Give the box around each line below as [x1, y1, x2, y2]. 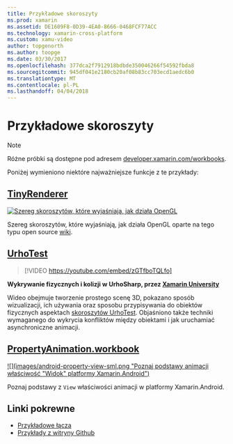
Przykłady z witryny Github [17, 429, 95, 437]
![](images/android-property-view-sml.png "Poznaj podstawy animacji [7, 362, 209, 370]
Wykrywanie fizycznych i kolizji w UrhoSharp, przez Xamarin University [7, 280, 220, 288]
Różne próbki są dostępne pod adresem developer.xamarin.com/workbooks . [7, 155, 227, 163]
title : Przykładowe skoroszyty [7, 10, 98, 17]
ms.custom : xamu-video [7, 36, 73, 43]
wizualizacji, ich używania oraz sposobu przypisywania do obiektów [7, 300, 203, 309]
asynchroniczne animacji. [7, 323, 81, 331]
